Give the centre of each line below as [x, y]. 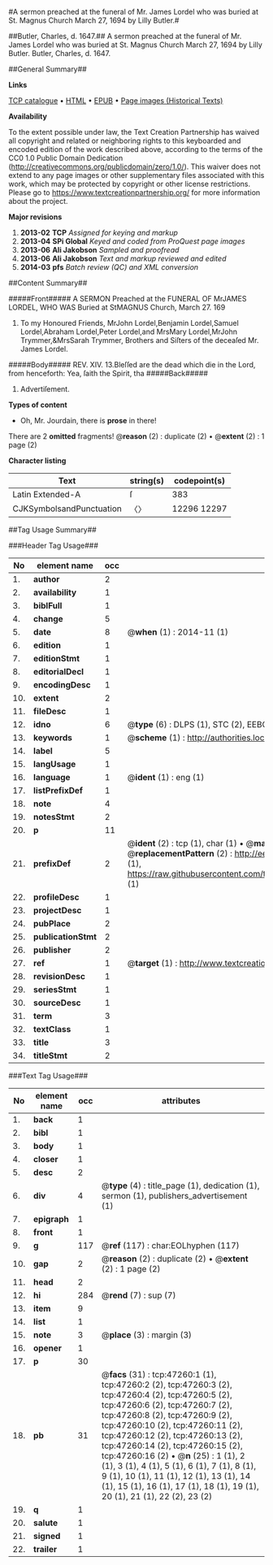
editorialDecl [58, 672]
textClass [52, 1029]
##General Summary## [48, 69]
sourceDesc [57, 1003]
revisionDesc [59, 976]
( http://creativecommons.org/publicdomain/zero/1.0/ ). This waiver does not [135, 167]
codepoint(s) [199, 481]
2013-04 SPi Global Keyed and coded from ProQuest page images [132, 241]
